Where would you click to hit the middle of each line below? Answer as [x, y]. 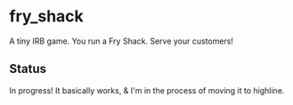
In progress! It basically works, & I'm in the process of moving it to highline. [147, 90]
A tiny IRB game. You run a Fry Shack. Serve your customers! [122, 41]
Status [28, 69]
